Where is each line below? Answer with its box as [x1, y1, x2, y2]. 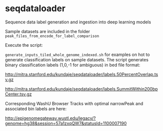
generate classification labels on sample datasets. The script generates [5, 56, 149, 62]
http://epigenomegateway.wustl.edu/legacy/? [5, 115, 96, 121]
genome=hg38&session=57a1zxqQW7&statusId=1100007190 [5, 120, 127, 126]
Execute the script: [5, 42, 43, 48]
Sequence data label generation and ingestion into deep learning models [5, 19, 151, 25]
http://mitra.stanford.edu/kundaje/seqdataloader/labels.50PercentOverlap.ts [5, 71, 159, 77]
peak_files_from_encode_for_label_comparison [5, 34, 99, 38]
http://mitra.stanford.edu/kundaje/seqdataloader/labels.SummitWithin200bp [5, 86, 158, 92]
